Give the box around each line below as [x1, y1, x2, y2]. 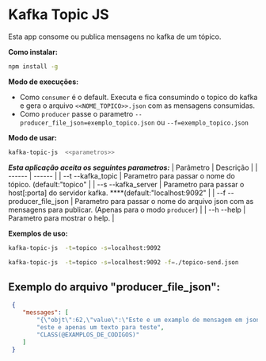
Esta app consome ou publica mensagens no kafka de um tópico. [8, 32, 222, 41]
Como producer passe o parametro [19, 109, 134, 118]
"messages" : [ [22, 309, 69, 317]
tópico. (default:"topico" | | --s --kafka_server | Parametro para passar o [8, 179, 245, 189]
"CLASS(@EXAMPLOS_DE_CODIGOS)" [36, 331, 140, 339]
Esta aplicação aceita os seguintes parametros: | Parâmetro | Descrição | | [8, 163, 258, 172]
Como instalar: [8, 47, 58, 56]
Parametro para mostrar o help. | [8, 213, 115, 223]
